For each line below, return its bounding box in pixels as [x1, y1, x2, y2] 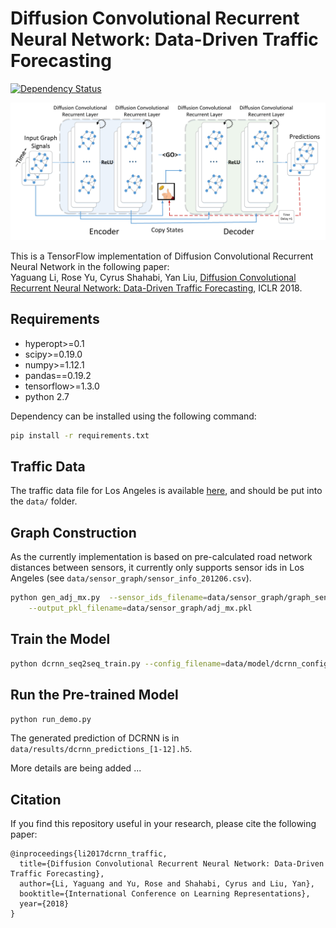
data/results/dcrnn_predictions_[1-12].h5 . [10, 743, 193, 755]
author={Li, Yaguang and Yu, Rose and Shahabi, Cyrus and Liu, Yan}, [19, 879, 315, 889]
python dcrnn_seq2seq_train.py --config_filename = [10, 658, 226, 669]
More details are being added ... [10, 762, 142, 774]
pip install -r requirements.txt [10, 430, 150, 441]
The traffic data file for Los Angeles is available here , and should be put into [10, 485, 323, 497]
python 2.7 [24, 390, 70, 402]
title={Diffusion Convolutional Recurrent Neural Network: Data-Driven [19, 859, 325, 869]
